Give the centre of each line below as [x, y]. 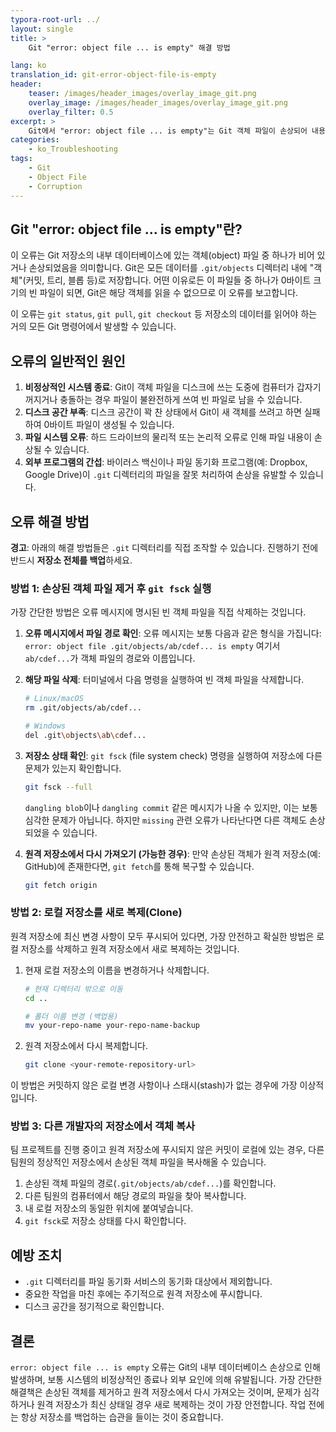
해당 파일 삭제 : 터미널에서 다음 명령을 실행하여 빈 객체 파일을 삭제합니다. [164, 680]
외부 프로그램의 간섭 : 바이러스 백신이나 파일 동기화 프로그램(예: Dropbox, [166, 462]
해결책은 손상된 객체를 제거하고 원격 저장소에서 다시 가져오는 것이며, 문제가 [156, 1392]
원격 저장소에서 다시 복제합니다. [86, 1046]
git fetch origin [61, 885]
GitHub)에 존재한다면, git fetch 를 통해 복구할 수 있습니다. [139, 866]
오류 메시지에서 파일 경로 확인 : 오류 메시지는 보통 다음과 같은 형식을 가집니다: [173, 633]
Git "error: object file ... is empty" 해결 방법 [129, 47]
